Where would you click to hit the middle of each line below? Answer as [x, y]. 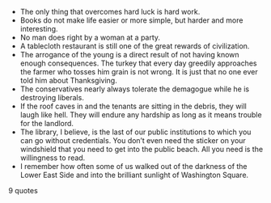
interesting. [39, 29]
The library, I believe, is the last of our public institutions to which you [135, 132]
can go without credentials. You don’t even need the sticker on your [133, 140]
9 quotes [23, 190]
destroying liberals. [52, 97]
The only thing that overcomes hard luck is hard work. [110, 12]
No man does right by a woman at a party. [90, 37]
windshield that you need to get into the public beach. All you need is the [142, 149]
